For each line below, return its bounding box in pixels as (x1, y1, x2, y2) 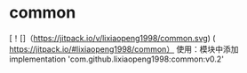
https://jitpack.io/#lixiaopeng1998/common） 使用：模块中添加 (9, 43, 239, 55)
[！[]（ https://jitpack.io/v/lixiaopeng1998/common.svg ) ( (9, 33, 216, 43)
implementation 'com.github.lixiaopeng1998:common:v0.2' (9, 54, 225, 64)
